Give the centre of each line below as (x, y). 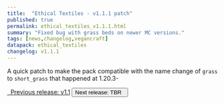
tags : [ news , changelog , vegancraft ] (58, 39)
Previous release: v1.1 (40, 92)
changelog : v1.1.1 (33, 52)
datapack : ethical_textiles (47, 45)
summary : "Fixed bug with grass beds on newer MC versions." (96, 32)
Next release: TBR (98, 92)
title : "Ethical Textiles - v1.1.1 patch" (70, 13)
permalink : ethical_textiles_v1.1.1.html (67, 26)
